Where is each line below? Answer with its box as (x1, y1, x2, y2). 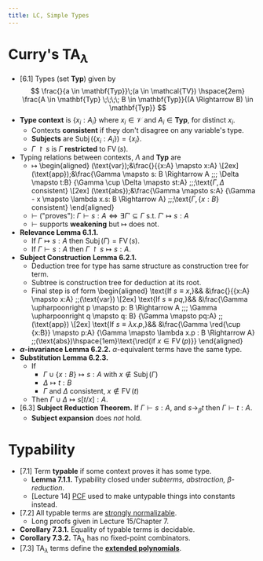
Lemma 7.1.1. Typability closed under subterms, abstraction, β (31, 475, 232, 484)
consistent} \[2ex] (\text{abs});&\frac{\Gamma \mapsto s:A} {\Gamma (31, 185, 256, 195)
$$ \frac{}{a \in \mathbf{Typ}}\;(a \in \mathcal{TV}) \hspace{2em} (30, 86, 245, 96)
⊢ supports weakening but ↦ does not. (31, 219, 159, 229)
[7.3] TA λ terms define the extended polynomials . (19, 544, 182, 555)
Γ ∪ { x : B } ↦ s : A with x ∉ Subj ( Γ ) (42, 369, 159, 379)
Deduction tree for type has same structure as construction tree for (31, 261, 249, 270)
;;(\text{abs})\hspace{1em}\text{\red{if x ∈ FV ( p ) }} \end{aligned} (31, 335, 243, 346)
